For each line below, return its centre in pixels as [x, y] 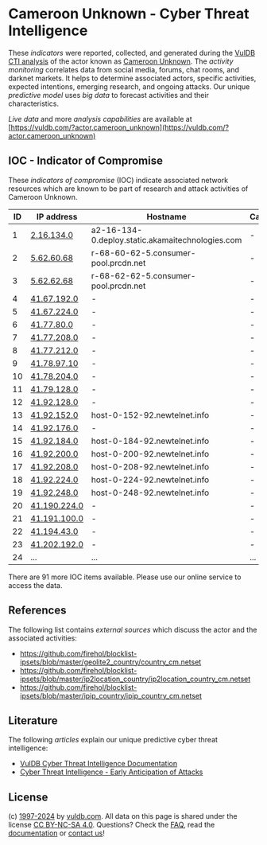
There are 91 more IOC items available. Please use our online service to [125, 577]
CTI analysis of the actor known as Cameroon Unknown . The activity [121, 61]
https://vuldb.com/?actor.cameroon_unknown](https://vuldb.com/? [120, 127]
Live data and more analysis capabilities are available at [100, 119]
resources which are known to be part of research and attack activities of [128, 189]
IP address [57, 216]
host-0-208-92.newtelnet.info [150, 466]
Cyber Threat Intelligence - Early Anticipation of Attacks [111, 772]
